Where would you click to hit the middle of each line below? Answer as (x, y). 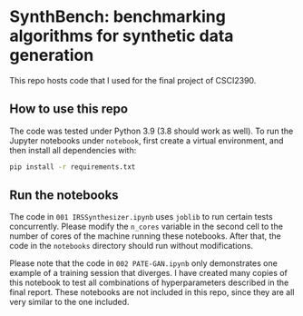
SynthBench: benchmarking (118, 17)
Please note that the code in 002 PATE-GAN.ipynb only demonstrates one (144, 263)
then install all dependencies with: (73, 150)
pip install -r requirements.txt (73, 167)
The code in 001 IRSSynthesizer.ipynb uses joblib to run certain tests (142, 217)
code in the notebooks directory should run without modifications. (132, 246)
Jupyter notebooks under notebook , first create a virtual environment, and (147, 140)
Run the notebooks (64, 196)
